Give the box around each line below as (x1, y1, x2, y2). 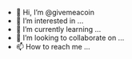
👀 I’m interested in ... (15, 16, 84, 26)
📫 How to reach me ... (15, 42, 90, 51)
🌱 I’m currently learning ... (15, 25, 102, 33)
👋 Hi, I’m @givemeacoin (15, 8, 94, 17)
